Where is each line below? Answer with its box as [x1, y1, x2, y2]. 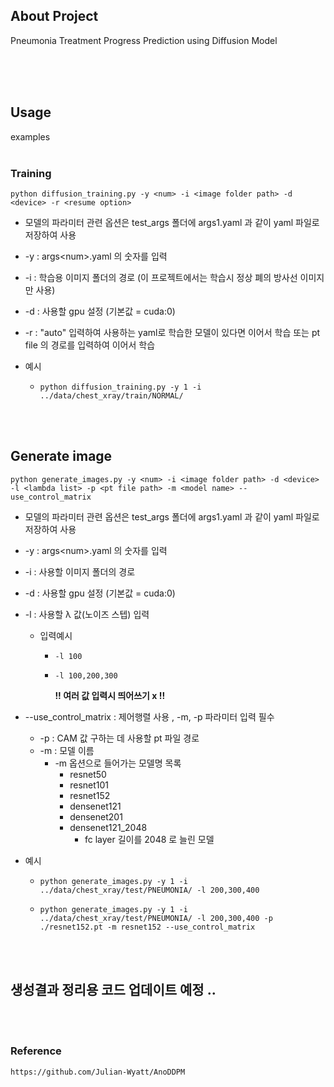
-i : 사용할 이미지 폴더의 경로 [24, 565, 136, 578]
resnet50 [69, 768, 107, 780]
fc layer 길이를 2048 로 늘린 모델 [84, 833, 215, 845]
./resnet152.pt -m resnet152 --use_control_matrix [39, 922, 256, 932]
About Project [10, 8, 99, 25]
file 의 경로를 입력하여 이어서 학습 [24, 339, 156, 351]
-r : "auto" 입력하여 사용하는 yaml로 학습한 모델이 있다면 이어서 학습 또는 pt [24, 326, 321, 338]
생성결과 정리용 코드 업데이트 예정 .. [10, 982, 217, 999]
